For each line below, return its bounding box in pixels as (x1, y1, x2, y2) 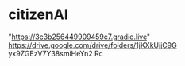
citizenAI (8, 6, 69, 24)
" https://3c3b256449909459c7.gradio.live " (8, 32, 151, 41)
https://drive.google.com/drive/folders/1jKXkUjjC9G (8, 40, 177, 49)
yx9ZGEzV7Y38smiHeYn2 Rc (8, 49, 103, 58)
